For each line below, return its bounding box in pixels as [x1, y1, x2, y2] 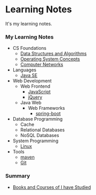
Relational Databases [20, 127, 65, 133]
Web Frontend [20, 83, 51, 89]
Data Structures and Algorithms [20, 50, 87, 57]
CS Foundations [12, 45, 47, 51]
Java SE [20, 72, 38, 79]
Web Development [12, 78, 52, 84]
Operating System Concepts [20, 56, 80, 62]
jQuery [28, 94, 42, 101]
